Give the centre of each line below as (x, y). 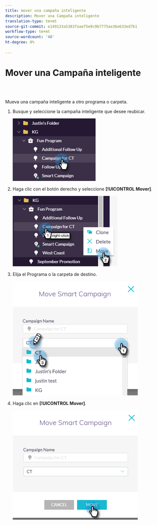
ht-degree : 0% (20, 42)
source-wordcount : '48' (30, 37)
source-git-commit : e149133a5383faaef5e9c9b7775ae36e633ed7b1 (71, 26)
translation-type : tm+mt (31, 21)
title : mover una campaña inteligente (45, 10)
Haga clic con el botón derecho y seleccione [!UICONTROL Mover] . (82, 189)
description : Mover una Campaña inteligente (52, 16)
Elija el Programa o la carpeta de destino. (55, 274)
